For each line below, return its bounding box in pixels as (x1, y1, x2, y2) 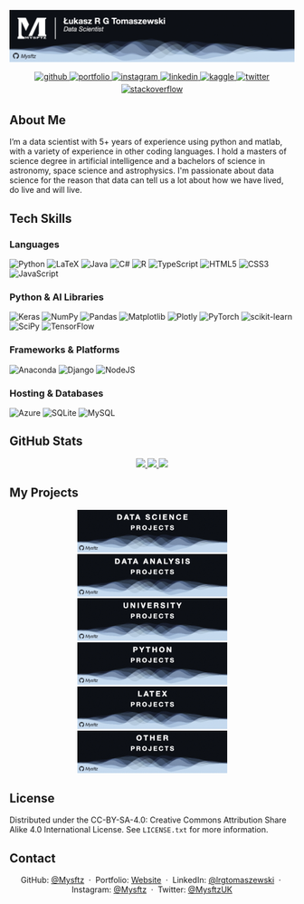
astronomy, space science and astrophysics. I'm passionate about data (9, 165, 274, 177)
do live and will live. (9, 185, 83, 196)
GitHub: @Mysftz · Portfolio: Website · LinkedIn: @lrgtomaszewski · (20, 875, 282, 886)
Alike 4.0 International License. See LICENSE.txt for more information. (9, 824, 269, 835)
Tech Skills (9, 210, 72, 226)
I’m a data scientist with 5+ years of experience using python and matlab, (9, 137, 283, 148)
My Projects (9, 486, 79, 501)
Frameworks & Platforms (9, 343, 120, 356)
